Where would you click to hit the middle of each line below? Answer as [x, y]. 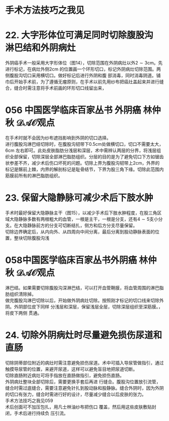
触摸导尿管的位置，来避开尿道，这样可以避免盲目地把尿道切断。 [71, 369]
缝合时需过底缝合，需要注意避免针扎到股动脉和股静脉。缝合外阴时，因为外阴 [84, 388]
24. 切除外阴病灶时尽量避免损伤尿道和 [84, 335]
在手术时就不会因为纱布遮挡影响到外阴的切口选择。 [58, 138]
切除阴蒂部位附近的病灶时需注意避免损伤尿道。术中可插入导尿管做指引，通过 [84, 363]
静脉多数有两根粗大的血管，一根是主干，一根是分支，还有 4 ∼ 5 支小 [88, 219]
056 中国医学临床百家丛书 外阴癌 [73, 110]
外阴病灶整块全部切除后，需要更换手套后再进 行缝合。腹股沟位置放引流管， [83, 382]
